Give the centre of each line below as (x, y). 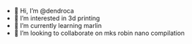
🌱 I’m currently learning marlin (58, 25)
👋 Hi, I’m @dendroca (44, 11)
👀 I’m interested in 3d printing (57, 18)
